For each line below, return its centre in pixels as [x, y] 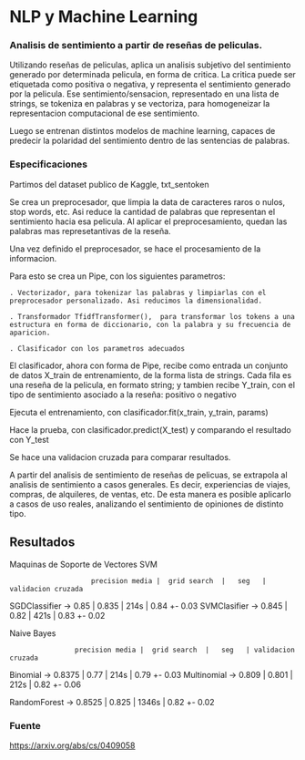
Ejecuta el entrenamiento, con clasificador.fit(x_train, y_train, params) [139, 412]
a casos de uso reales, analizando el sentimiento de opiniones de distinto [147, 504]
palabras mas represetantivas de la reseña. [90, 231]
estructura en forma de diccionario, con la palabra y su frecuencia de [150, 324]
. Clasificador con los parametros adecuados [97, 348]
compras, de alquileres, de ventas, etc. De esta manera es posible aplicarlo [150, 494]
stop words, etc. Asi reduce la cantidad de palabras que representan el [142, 211]
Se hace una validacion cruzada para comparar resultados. [120, 457]
